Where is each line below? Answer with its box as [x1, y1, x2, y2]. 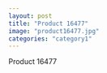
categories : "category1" [8, 34, 92, 43]
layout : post [8, 11, 53, 20]
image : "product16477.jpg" [8, 27, 100, 35]
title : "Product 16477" [8, 19, 89, 28]
